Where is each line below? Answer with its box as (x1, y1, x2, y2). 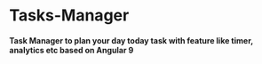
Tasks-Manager (9, 5, 130, 26)
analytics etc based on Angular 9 (9, 44, 134, 55)
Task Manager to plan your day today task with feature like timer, (9, 35, 253, 45)
